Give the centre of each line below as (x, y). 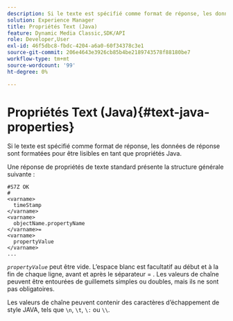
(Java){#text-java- (155, 112)
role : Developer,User (38, 40)
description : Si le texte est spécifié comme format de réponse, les (110, 14)
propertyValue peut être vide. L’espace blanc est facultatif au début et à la (113, 267)
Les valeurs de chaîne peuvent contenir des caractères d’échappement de (113, 302)
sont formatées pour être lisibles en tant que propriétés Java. (95, 154)
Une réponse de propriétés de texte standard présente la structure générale (115, 167)
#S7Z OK (18, 187)
